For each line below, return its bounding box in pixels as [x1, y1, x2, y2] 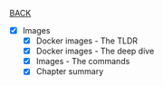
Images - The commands [35, 56, 130, 67]
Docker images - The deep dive [35, 45, 155, 57]
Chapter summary [35, 66, 104, 77]
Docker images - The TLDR [35, 35, 139, 46]
